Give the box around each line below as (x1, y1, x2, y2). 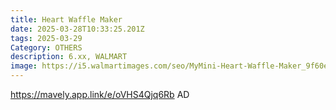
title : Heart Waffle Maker (10, 14, 123, 25)
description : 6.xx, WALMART (10, 52, 128, 62)
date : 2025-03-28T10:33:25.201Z (10, 24, 145, 34)
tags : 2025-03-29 (10, 33, 83, 43)
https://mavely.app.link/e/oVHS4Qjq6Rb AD (10, 89, 190, 100)
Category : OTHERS (10, 42, 83, 53)
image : (10, 61, 38, 71)
